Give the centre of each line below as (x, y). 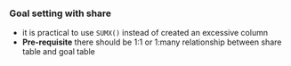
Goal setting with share (61, 13)
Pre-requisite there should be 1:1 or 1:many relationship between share (152, 42)
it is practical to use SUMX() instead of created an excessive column (145, 33)
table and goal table (58, 52)
